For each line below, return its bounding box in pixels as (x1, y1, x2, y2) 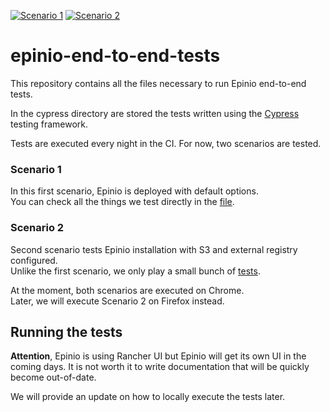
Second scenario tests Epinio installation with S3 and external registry (10, 243, 298, 255)
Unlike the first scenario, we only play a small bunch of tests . (10, 265, 261, 277)
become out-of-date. (10, 371, 97, 384)
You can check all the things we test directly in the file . (10, 196, 235, 208)
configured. (10, 254, 58, 266)
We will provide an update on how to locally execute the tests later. (10, 391, 286, 403)
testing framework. (10, 118, 89, 130)
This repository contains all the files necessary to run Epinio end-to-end (10, 77, 307, 89)
